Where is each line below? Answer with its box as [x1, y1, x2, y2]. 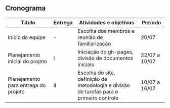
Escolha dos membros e [77, 27, 135, 34]
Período [141, 19, 161, 26]
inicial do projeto [8, 58, 48, 65]
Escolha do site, [77, 69, 115, 76]
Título [21, 19, 35, 26]
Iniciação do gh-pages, [77, 48, 134, 55]
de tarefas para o [77, 88, 118, 95]
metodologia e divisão [77, 82, 130, 89]
